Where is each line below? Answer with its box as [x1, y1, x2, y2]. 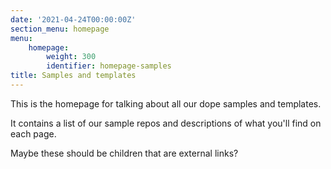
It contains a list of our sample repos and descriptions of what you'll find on [10, 117, 322, 129]
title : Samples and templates [10, 71, 137, 81]
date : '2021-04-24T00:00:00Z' [10, 14, 137, 25]
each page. [10, 127, 57, 140]
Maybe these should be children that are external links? [10, 147, 239, 159]
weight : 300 [46, 52, 97, 62]
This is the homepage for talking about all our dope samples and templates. [10, 97, 322, 110]
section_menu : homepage [10, 24, 110, 34]
